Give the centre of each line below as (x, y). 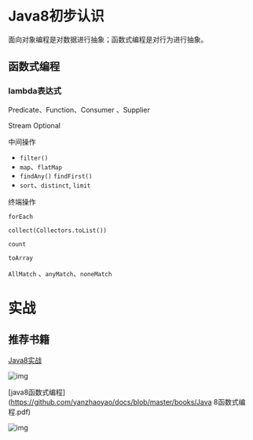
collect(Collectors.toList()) (58, 230)
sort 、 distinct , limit (55, 185)
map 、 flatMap (41, 167)
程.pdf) (20, 412)
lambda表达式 (35, 91)
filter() (34, 158)
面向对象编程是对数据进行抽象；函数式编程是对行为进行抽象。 (108, 39)
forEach (21, 216)
